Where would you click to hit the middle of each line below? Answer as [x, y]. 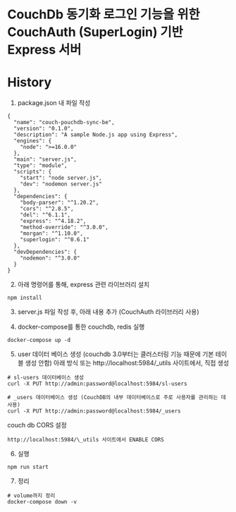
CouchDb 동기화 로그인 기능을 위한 [104, 14]
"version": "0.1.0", [44, 129]
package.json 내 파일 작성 [54, 103]
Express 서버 [44, 50]
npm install [25, 298]
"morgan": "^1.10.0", [51, 233]
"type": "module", [41, 166]
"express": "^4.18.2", [53, 221]
